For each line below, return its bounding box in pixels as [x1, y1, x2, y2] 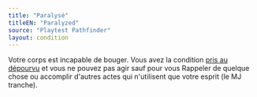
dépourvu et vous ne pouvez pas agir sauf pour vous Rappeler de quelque [8, 64, 250, 73]
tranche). [8, 80, 38, 90]
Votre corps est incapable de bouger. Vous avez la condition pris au [8, 55, 229, 65]
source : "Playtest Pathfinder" [8, 26, 111, 34]
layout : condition [8, 33, 69, 42]
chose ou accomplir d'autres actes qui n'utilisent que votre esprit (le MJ [8, 72, 242, 81]
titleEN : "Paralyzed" [8, 19, 80, 27]
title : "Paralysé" [8, 11, 69, 20]
